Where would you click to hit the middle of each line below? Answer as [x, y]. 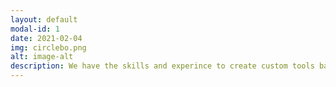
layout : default [44, 19]
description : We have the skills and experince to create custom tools [162, 66]
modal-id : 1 [35, 29]
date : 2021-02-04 [46, 38]
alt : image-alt [42, 57]
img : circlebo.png [48, 47]
